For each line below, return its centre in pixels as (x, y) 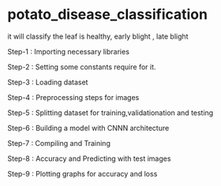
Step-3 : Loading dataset (48, 82)
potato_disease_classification (108, 15)
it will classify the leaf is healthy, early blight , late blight (98, 36)
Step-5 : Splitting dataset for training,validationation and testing (110, 113)
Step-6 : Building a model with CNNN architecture (88, 128)
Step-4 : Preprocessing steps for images (73, 97)
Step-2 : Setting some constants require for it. (82, 67)
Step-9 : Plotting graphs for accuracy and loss (82, 173)
